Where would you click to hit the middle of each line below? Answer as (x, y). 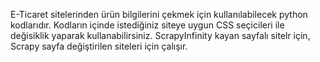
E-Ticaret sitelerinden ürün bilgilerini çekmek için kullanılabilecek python (159, 14)
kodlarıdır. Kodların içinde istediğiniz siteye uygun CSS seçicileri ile (147, 25)
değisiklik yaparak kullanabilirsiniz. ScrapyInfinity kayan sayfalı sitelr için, (160, 35)
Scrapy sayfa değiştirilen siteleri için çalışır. (99, 46)
